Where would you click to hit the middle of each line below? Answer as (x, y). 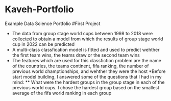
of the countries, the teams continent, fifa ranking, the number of (80, 66)
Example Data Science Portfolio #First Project (53, 23)
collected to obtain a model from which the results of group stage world (88, 39)
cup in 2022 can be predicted (43, 44)
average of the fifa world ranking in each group (62, 93)
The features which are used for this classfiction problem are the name (87, 60)
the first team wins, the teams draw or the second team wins (76, 55)
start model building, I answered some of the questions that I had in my (87, 77)
